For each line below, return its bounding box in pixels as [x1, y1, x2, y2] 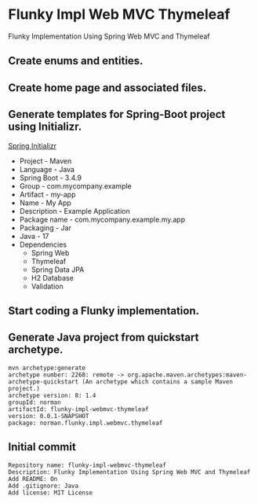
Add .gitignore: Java [8, 482, 79, 490]
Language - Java [19, 164, 74, 174]
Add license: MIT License [8, 489, 93, 497]
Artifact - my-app [19, 189, 76, 199]
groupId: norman [8, 398, 61, 406]
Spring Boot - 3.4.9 [19, 173, 82, 182]
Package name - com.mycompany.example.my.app [19, 215, 186, 224]
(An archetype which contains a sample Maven [82, 377, 234, 386]
